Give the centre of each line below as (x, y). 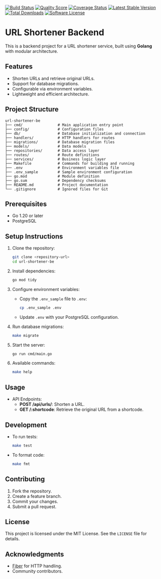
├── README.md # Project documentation (57, 185)
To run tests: (25, 436)
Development (26, 425)
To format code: (28, 455)
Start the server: (29, 345)
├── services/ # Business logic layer (56, 159)
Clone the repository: (34, 248)
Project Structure (32, 109)
